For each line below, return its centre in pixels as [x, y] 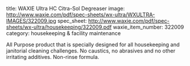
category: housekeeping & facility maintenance [64, 33]
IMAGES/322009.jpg [31, 21]
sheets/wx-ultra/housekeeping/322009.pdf [59, 27]
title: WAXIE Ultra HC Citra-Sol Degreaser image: [66, 8]
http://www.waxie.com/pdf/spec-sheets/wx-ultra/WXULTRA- [81, 15]
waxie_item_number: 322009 [149, 27]
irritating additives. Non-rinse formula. [53, 57]
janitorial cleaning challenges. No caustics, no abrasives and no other [91, 51]
